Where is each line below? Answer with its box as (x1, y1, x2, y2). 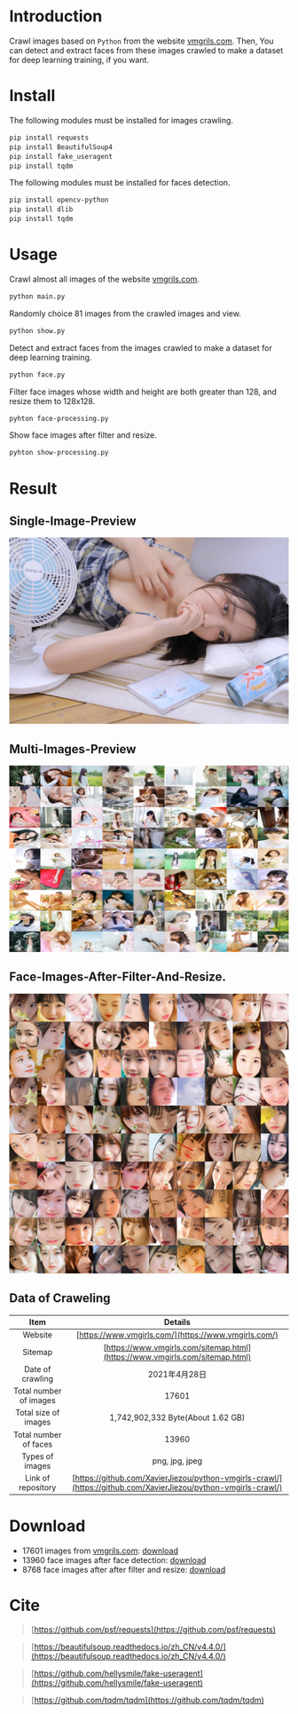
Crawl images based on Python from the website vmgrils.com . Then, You (9, 36, 274, 46)
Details (163, 1317, 191, 1328)
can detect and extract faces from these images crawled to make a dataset (9, 44, 284, 55)
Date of (23, 1363, 51, 1374)
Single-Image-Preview (9, 513, 137, 528)
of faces (22, 1439, 53, 1449)
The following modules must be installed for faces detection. (9, 178, 231, 188)
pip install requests (9, 133, 90, 142)
